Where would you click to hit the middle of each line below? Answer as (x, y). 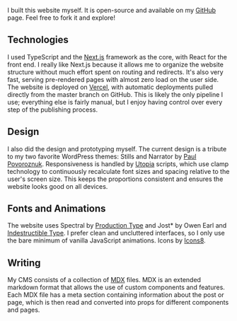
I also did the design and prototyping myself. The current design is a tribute (117, 148)
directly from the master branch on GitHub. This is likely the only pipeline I (115, 94)
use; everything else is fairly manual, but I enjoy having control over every (115, 102)
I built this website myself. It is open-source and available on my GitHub (112, 10)
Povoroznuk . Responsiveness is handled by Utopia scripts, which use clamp (118, 164)
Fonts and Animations (57, 209)
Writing (24, 263)
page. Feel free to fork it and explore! (61, 18)
